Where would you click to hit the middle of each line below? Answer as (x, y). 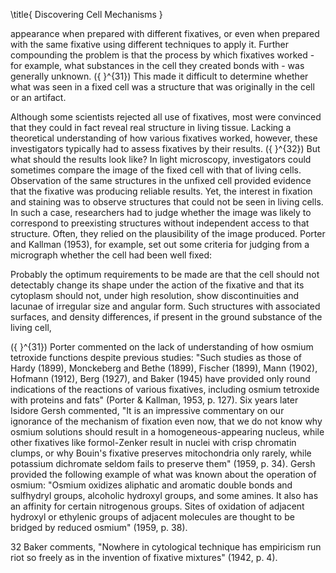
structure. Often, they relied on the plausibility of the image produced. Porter (168, 233)
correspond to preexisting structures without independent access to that (160, 223)
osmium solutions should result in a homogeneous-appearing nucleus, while (167, 432)
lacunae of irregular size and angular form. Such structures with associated (165, 306)
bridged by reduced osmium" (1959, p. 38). (99, 527)
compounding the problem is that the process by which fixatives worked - (162, 55)
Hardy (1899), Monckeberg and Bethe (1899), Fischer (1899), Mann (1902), (164, 368)
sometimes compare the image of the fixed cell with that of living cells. (156, 170)
